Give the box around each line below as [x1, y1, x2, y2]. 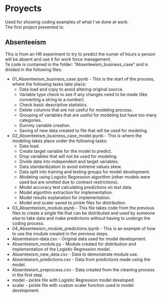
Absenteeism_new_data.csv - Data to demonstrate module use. [12, 251, 139, 257]
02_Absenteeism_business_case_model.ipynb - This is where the [12, 132, 142, 138]
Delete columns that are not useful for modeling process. [19, 107, 133, 113]
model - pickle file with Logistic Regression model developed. [12, 277, 135, 283]
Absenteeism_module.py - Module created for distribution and [12, 241, 136, 247]
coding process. [12, 220, 44, 226]
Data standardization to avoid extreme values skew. [19, 164, 122, 169]
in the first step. [12, 272, 44, 278]
